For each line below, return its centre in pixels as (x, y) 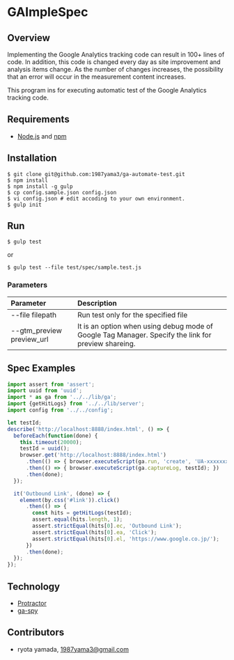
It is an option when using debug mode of (146, 326)
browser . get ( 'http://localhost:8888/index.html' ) (93, 455)
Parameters (27, 285)
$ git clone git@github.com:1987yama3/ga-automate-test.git (96, 174)
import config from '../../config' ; (60, 410)
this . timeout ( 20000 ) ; (51, 442)
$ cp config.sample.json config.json (62, 192)
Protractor (32, 603)
